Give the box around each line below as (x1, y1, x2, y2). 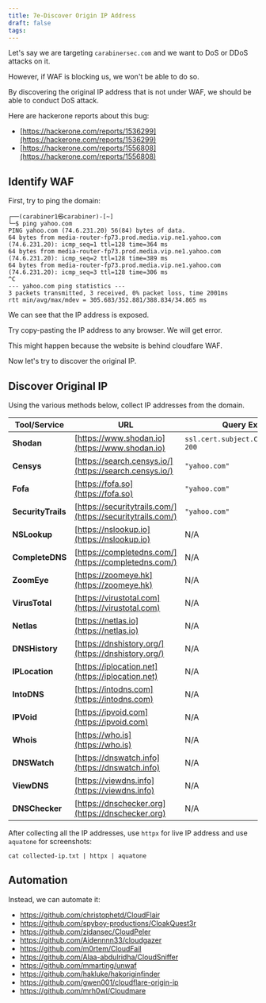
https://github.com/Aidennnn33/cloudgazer (19, 935, 162, 945)
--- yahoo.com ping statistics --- (8, 283, 126, 291)
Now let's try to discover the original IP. (8, 357, 137, 366)
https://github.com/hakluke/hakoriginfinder (19, 969, 161, 978)
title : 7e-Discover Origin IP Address (8, 11, 136, 20)
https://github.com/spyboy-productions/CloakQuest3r (19, 918, 196, 928)
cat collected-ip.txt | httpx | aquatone (8, 852, 147, 860)
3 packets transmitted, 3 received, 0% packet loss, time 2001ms (8, 289, 228, 298)
